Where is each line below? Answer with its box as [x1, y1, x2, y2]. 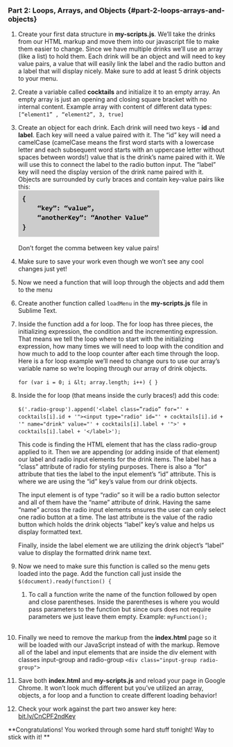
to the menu [17, 286, 53, 294]
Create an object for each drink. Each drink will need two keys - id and [17, 124, 220, 132]
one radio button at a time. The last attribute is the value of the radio [17, 513, 213, 522]
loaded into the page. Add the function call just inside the [17, 570, 182, 578]
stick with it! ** [8, 733, 51, 741]
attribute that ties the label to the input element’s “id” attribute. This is [17, 470, 216, 479]
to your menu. [17, 74, 58, 83]
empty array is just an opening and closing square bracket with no [17, 95, 207, 104]
